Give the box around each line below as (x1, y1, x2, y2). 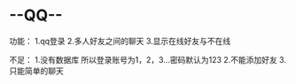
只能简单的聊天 (9, 65, 64, 76)
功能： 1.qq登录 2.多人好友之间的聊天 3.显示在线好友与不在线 (9, 35, 231, 46)
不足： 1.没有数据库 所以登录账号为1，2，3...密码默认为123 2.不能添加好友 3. (9, 54, 286, 65)
